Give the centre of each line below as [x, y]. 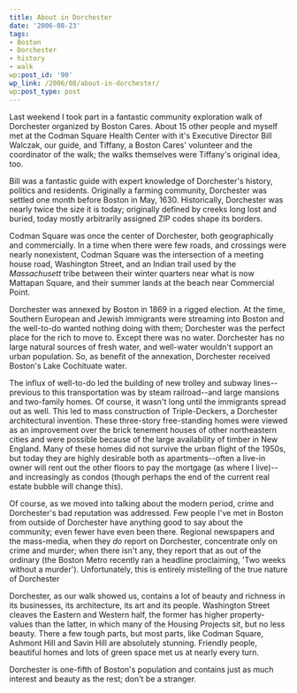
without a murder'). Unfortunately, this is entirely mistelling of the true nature [148, 569]
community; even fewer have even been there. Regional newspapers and [142, 531]
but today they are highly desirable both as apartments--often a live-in [137, 458]
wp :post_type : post [45, 91]
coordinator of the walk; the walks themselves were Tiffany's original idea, [145, 154]
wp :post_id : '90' [41, 75]
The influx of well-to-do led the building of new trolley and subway [130, 382]
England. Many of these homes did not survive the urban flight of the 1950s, [148, 449]
